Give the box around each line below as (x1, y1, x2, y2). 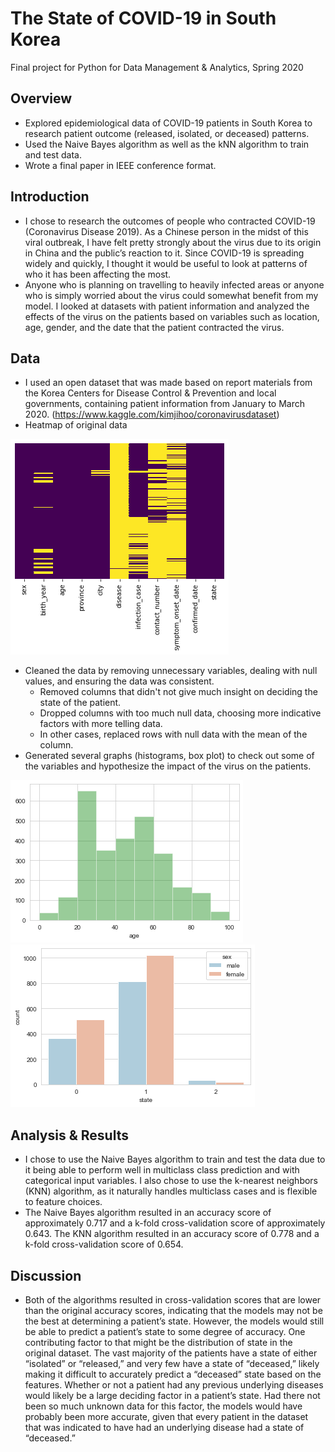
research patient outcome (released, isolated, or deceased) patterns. (24, 127, 310, 139)
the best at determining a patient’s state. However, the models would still (24, 1315, 325, 1327)
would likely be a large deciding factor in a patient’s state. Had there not (24, 1390, 321, 1401)
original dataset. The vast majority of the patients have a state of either (24, 1347, 318, 1359)
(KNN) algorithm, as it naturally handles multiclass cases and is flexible (24, 1185, 318, 1197)
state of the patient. (39, 697, 122, 709)
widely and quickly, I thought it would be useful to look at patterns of (24, 257, 308, 269)
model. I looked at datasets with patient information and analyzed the (24, 300, 310, 312)
